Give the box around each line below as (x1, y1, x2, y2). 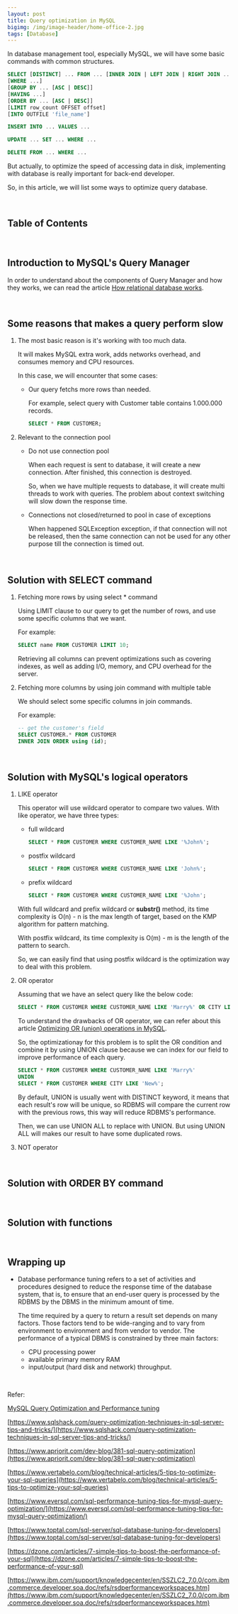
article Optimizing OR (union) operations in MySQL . (17, 1024, 167, 1032)
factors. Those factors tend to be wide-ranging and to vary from (17, 1319, 205, 1327)
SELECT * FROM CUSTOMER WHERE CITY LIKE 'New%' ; (17, 1080, 164, 1087)
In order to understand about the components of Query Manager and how (7, 276, 223, 284)
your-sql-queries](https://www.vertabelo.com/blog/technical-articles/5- (7, 1476, 218, 1484)
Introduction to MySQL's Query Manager (7, 257, 190, 269)
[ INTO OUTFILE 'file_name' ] (7, 111, 91, 118)
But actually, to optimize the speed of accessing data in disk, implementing (7, 162, 226, 170)
